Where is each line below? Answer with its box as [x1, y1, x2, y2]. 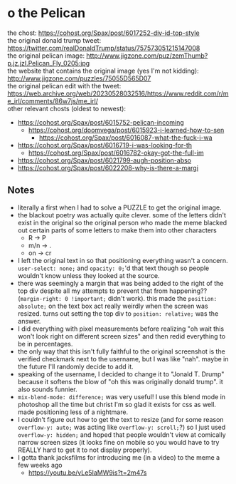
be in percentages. [17, 339, 73, 348]
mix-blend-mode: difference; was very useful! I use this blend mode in [17, 392, 226, 401]
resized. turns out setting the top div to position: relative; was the [17, 309, 219, 318]
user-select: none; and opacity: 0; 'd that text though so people [17, 264, 210, 272]
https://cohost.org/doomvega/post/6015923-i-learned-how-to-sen [28, 125, 225, 134]
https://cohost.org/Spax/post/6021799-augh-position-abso [17, 155, 192, 165]
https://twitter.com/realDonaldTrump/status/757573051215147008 [7, 43, 200, 52]
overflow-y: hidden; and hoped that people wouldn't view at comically [17, 430, 226, 439]
